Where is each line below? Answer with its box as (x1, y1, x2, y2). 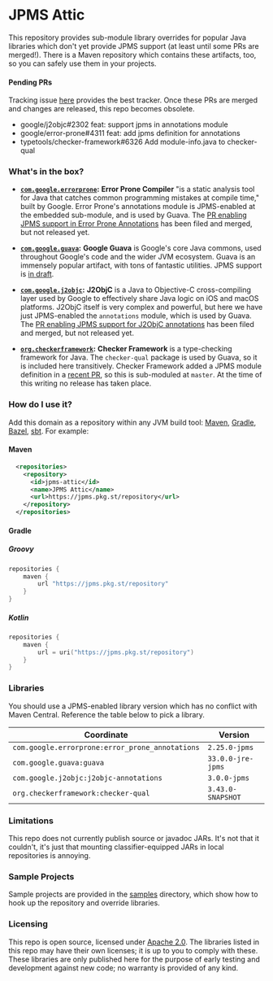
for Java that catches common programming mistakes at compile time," (19, 193, 260, 203)
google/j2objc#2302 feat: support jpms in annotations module (19, 120, 229, 129)
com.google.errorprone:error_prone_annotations (12, 743, 201, 752)
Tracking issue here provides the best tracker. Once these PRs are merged (8, 95, 258, 105)
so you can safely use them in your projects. (8, 59, 157, 68)
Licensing (8, 918, 49, 930)
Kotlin (8, 613, 29, 622)
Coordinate (84, 729, 128, 740)
